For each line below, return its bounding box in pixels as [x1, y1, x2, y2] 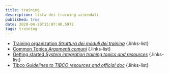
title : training [5, 7, 40, 13]
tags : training [5, 27, 38, 32]
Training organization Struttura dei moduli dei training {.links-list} [12, 40, 149, 46]
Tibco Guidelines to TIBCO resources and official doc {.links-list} [12, 62, 149, 68]
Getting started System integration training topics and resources [12, 52, 148, 58]
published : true [5, 17, 40, 22]
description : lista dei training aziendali [5, 12, 99, 17]
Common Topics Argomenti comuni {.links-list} [12, 46, 111, 52]
